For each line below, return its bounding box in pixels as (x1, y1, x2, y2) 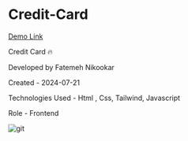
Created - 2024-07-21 (8, 77, 81, 87)
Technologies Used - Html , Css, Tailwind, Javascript (8, 93, 180, 102)
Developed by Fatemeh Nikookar (8, 62, 115, 72)
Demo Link (8, 32, 43, 41)
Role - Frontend (8, 108, 59, 117)
